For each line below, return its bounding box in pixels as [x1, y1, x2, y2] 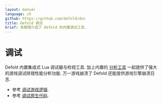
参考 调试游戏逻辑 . [12, 87, 49, 92]
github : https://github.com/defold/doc [5, 16, 86, 21]
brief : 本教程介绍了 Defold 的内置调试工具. [5, 25, 87, 30]
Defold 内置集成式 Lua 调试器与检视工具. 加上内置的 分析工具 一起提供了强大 [5, 64, 158, 70]
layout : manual [5, 7, 36, 12]
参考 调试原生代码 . [12, 93, 49, 99]
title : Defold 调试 [5, 20, 43, 26]
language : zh [5, 12, 32, 16]
